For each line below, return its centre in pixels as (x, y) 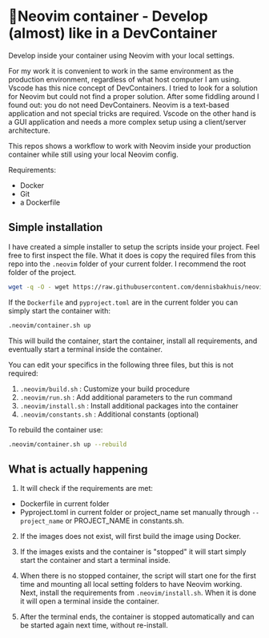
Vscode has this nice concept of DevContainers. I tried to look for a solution (133, 88)
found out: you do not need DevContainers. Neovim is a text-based (119, 105)
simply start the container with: (59, 310)
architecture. (29, 130)
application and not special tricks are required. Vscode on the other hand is (132, 113)
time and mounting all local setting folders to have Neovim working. (131, 584)
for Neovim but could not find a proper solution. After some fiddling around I (134, 96)
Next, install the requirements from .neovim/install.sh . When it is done (138, 593)
